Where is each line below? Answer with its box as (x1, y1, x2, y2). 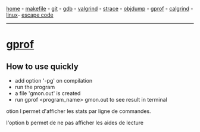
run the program (14, 83, 55, 90)
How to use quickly (6, 61, 79, 71)
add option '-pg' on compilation (14, 77, 93, 84)
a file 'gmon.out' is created (14, 90, 81, 97)
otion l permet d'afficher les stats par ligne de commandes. (6, 108, 151, 115)
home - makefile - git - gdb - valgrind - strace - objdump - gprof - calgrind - (6, 5, 193, 12)
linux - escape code (6, 11, 54, 18)
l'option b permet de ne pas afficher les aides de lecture (6, 119, 144, 126)
